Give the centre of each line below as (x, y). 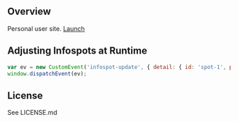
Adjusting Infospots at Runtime (77, 51)
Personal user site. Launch (46, 28)
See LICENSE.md (33, 113)
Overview (29, 12)
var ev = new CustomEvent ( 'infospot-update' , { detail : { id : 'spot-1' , (117, 67)
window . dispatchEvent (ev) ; (47, 73)
